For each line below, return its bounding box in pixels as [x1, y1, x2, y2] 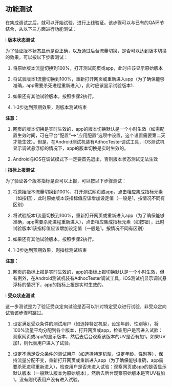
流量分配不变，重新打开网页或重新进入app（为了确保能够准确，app [17, 357, 159, 363]
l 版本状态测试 [5, 36, 35, 43]
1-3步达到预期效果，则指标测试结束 [12, 247, 87, 253]
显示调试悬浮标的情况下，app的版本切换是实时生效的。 [12, 145, 129, 151]
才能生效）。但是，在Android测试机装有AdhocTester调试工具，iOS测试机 [12, 138, 165, 145]
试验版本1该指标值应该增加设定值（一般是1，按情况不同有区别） [12, 225, 147, 231]
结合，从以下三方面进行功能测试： [5, 26, 77, 32]
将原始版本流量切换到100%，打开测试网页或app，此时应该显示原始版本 [12, 65, 163, 71]
